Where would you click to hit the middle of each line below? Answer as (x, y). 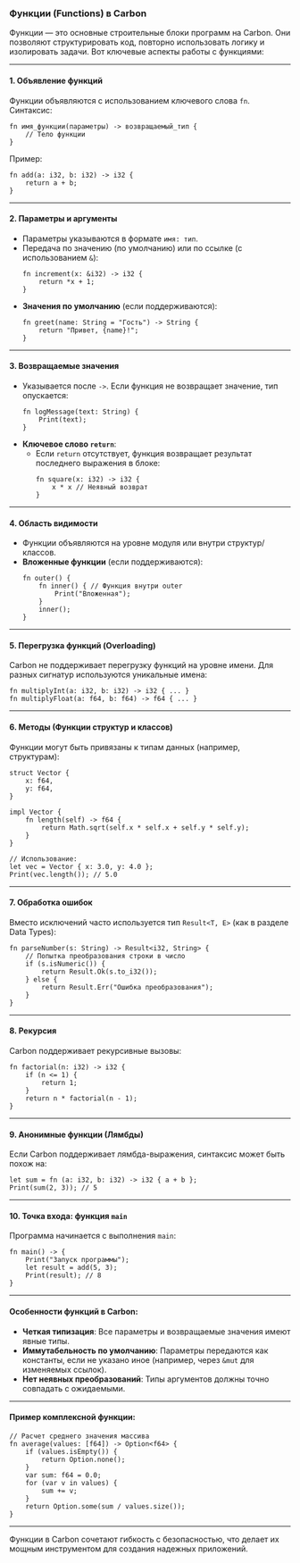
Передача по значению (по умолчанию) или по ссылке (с (132, 247)
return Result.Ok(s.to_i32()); (100, 972)
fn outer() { (46, 579)
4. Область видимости (54, 523)
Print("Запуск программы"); (77, 1260)
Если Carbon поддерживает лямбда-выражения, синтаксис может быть (147, 1154)
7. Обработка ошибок (51, 903)
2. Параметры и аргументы (63, 219)
